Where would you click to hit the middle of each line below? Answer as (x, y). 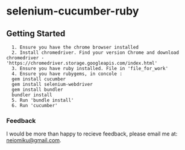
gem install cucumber (39, 79)
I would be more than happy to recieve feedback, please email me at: (92, 134)
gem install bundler (37, 90)
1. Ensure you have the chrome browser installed (75, 47)
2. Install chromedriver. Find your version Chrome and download (96, 53)
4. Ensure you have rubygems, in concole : (67, 74)
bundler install (32, 95)
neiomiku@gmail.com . (34, 140)
